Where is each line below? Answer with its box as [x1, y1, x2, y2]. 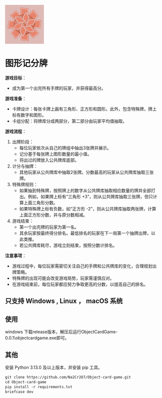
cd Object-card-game [5, 379, 47, 384]
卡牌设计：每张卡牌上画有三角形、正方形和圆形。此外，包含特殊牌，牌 [12, 106, 153, 112]
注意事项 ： [5, 252, 27, 258]
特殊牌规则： [12, 181, 38, 187]
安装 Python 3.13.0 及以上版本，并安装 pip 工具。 [5, 364, 103, 370]
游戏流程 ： [5, 128, 27, 134]
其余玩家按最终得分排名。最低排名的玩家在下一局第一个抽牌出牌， [19, 230, 151, 236]
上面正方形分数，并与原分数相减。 [19, 212, 88, 218]
